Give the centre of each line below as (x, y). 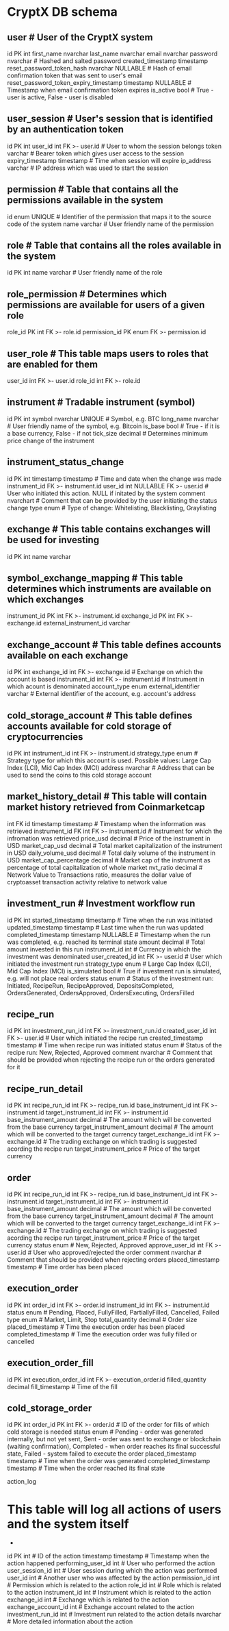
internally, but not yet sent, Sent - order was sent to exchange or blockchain (114, 1439)
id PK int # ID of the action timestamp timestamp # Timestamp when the (108, 1556)
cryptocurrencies (45, 737)
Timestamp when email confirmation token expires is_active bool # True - (110, 90)
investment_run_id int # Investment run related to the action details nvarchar (114, 1615)
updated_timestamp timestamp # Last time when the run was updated (105, 927)
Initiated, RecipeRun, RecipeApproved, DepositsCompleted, (91, 985)
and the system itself (68, 1524)
